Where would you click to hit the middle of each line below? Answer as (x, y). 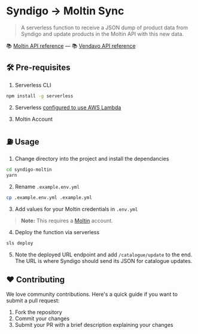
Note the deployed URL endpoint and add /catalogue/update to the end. (103, 255)
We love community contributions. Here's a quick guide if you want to (92, 294)
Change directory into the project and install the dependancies (92, 159)
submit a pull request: (33, 301)
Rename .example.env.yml (47, 187)
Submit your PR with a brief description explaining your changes (94, 324)
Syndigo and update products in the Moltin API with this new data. (102, 33)
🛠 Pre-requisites (38, 68)
